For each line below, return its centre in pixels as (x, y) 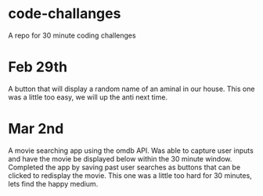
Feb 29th (38, 67)
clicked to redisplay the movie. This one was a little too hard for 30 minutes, (130, 175)
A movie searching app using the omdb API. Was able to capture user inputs (131, 151)
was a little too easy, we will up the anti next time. (88, 97)
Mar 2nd (36, 129)
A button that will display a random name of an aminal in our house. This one (131, 89)
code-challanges (65, 14)
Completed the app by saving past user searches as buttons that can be (124, 167)
